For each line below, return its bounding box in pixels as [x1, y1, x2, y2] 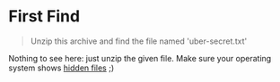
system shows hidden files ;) [8, 62, 115, 73]
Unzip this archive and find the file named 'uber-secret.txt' [30, 36, 248, 46]
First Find [8, 6, 81, 27]
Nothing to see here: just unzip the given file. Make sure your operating [8, 53, 272, 63]
